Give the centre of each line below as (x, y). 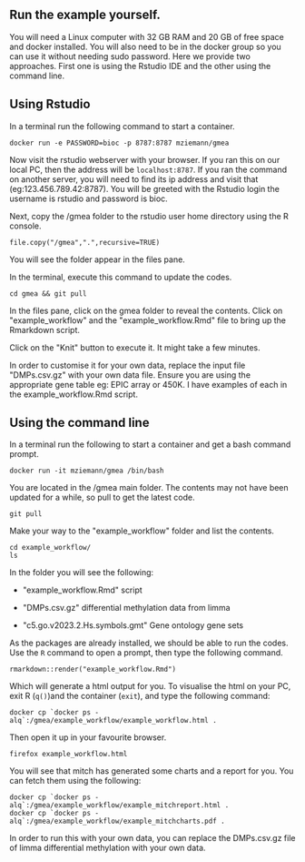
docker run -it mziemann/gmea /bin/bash (87, 471)
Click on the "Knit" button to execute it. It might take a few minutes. (135, 347)
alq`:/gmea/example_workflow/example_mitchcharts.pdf (113, 821)
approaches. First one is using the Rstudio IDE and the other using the (140, 66)
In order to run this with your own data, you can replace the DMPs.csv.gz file (152, 838)
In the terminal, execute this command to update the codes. (121, 277)
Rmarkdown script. (44, 330)
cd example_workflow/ (50, 548)
